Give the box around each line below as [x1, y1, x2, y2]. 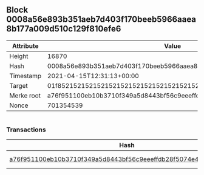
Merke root [9, 91, 41, 99]
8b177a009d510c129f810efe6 [6, 24, 121, 34]
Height [9, 51, 29, 60]
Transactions [6, 125, 47, 134]
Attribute [12, 42, 39, 50]
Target [9, 81, 29, 90]
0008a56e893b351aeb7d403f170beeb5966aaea [6, 15, 196, 25]
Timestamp [9, 71, 42, 80]
